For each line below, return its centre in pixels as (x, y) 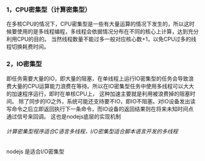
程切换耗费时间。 (28, 47)
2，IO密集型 (24, 64)
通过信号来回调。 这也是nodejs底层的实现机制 (64, 116)
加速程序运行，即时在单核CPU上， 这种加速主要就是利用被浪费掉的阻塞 (101, 94)
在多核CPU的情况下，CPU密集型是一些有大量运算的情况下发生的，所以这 (98, 24)
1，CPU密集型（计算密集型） (49, 9)
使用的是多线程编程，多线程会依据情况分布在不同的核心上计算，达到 (102, 32)
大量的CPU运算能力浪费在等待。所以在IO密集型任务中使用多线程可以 (98, 86)
